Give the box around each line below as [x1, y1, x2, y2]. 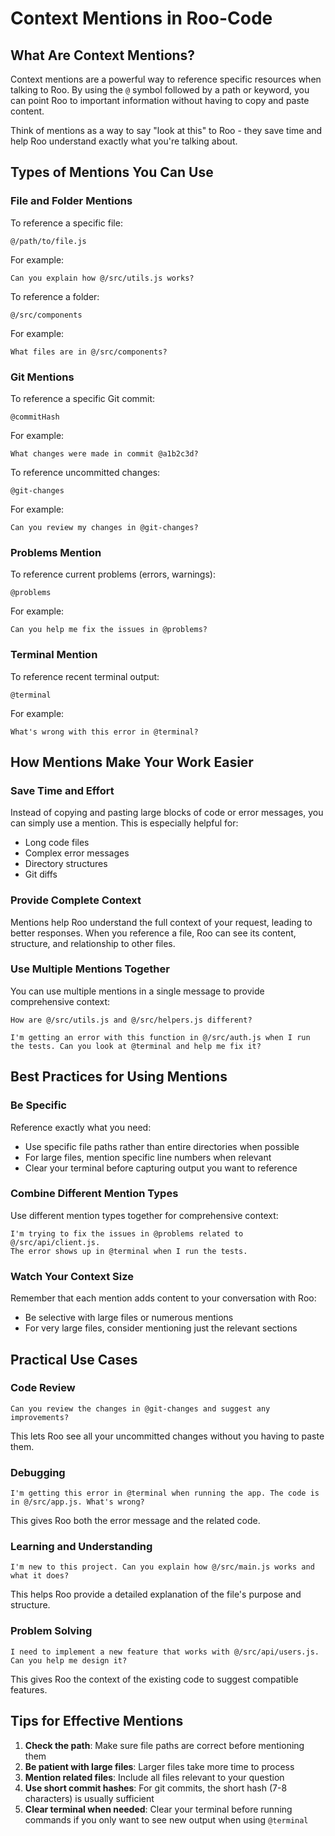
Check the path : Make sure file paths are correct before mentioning [24, 1739, 305, 1751]
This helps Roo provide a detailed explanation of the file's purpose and [10, 1588, 302, 1601]
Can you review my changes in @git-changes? [10, 522, 199, 532]
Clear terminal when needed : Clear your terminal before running [24, 1803, 293, 1815]
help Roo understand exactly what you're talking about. [10, 135, 238, 147]
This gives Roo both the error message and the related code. [10, 1515, 261, 1527]
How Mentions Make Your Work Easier [10, 753, 254, 771]
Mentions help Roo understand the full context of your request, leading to [10, 916, 313, 928]
